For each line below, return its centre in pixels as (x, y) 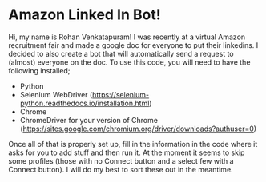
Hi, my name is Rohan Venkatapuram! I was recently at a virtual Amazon (127, 37)
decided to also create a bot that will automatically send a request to (121, 53)
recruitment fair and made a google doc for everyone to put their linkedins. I (133, 45)
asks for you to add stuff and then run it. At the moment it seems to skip (127, 152)
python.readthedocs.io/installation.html (85, 103)
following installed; (39, 70)
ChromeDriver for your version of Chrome (89, 120)
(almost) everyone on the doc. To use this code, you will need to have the (129, 62)
